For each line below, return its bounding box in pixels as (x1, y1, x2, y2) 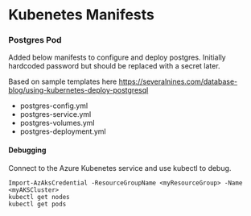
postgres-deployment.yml (19, 127, 106, 136)
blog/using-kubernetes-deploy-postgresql (8, 85, 149, 95)
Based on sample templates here (8, 77, 117, 86)
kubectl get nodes (8, 193, 70, 201)
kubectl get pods (8, 200, 67, 208)
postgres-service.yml (19, 110, 92, 119)
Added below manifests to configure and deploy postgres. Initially (8, 52, 227, 62)
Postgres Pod (8, 35, 62, 46)
